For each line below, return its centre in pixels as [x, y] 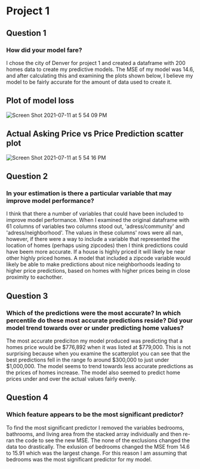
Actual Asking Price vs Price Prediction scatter [95, 134]
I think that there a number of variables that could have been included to [95, 214]
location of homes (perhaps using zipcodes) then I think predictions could [97, 245]
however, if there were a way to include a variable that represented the [93, 239]
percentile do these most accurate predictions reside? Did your [99, 320]
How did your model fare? [44, 50]
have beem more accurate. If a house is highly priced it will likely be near [96, 252]
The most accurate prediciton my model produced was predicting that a [95, 341]
